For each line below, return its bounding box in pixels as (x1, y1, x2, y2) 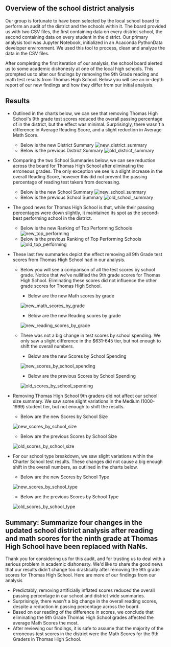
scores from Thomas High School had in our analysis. (12, 257, 126, 263)
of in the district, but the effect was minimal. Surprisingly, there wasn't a (12, 121, 164, 127)
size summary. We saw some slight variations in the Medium (12, 398, 140, 404)
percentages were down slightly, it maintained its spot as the (12, 210, 140, 216)
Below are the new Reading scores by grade (28, 312, 121, 318)
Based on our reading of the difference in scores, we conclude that (12, 609, 154, 615)
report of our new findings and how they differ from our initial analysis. (5, 82, 154, 88)
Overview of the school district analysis (5, 4, 135, 13)
